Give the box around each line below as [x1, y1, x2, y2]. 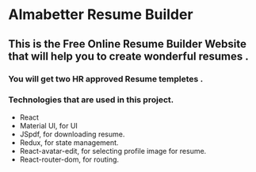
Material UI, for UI [19, 120, 78, 130]
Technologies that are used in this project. [8, 94, 174, 105]
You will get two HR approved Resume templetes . [8, 73, 204, 84]
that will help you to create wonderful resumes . [8, 49, 249, 63]
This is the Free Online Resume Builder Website [8, 37, 247, 51]
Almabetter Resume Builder [8, 6, 193, 24]
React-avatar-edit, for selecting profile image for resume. [19, 146, 207, 155]
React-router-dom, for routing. [19, 155, 120, 164]
